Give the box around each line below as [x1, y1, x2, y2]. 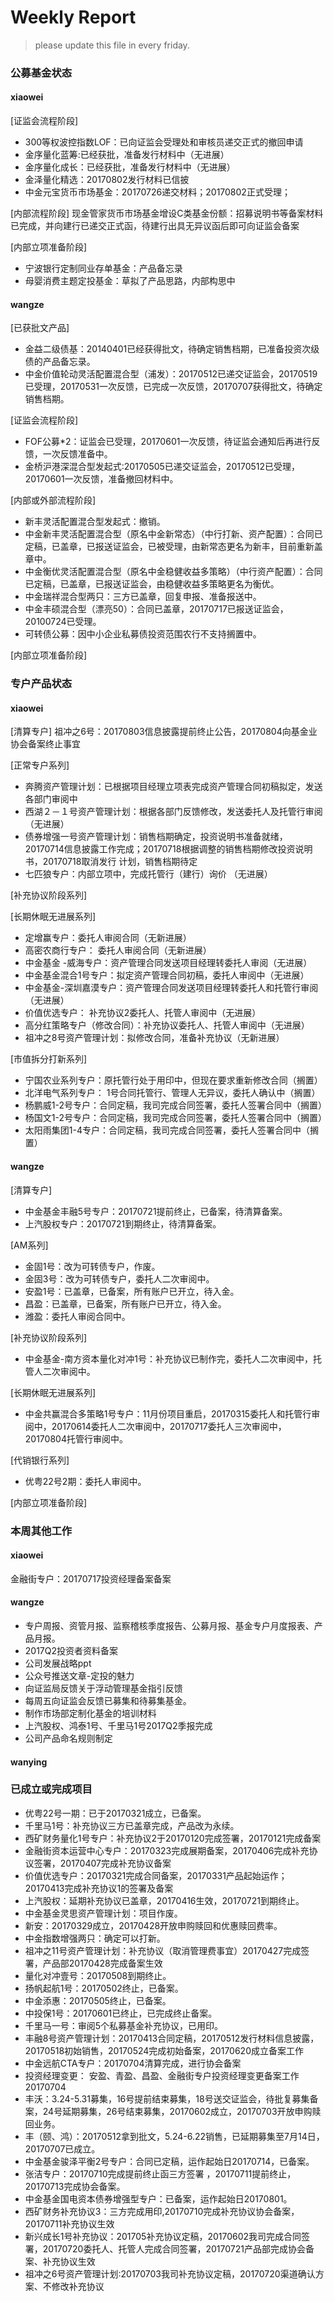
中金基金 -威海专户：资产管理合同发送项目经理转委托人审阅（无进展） [24, 957, 313, 969]
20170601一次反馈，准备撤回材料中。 [24, 473, 179, 485]
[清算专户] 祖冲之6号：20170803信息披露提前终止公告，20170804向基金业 [10, 726, 318, 738]
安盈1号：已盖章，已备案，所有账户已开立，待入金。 [24, 1285, 240, 1297]
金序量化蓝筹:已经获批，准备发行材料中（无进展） [24, 149, 230, 161]
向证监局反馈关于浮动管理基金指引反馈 [24, 1682, 183, 1694]
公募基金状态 [10, 66, 73, 80]
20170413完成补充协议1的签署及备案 [24, 1882, 174, 1894]
